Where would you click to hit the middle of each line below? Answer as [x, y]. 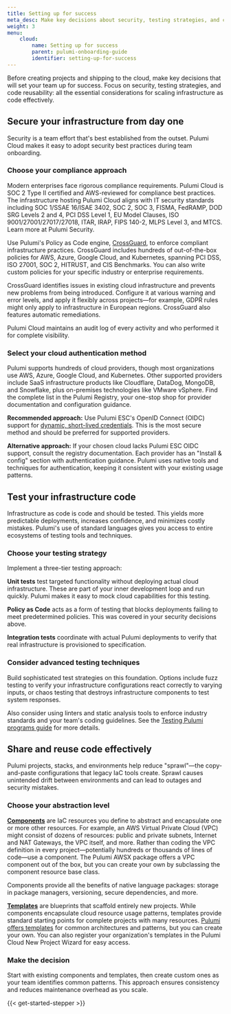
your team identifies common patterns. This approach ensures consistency [113, 982]
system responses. [34, 699]
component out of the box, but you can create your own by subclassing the [114, 864]
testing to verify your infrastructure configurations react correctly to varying [114, 685]
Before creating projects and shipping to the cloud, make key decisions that [114, 78]
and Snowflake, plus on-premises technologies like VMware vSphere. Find [112, 390]
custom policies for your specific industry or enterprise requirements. [106, 272]
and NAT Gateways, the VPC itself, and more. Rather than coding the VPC [111, 842]
